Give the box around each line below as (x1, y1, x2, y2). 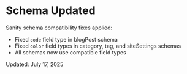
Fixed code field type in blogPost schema (14, 35, 118, 43)
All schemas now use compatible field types (14, 48, 126, 56)
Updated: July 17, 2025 (6, 61, 64, 68)
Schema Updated (6, 4, 96, 18)
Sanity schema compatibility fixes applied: (6, 24, 113, 31)
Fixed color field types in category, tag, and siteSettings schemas (14, 42, 181, 50)
